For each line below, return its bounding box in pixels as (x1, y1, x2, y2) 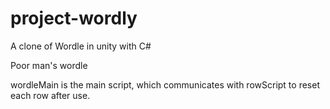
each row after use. (10, 89, 91, 101)
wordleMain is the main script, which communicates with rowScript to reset (10, 78, 320, 91)
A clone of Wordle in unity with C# (10, 40, 152, 52)
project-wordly (10, 7, 138, 30)
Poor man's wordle (10, 59, 88, 71)
